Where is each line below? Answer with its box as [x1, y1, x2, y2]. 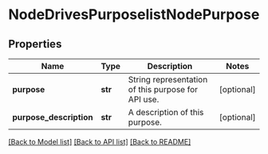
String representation [128, 74, 208, 85]
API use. [128, 94, 160, 105]
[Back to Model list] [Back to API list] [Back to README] [8, 137, 191, 146]
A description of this [128, 107, 204, 117]
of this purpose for [128, 84, 198, 94]
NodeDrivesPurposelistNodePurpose [8, 6, 260, 24]
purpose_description [12, 112, 93, 122]
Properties [8, 37, 62, 51]
